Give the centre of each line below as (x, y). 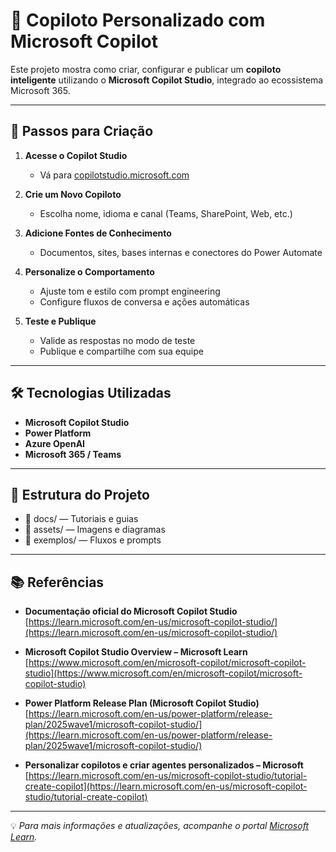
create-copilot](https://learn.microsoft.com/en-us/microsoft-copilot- (166, 786)
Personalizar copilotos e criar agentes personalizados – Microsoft (164, 765)
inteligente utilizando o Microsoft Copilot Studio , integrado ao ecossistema (167, 80)
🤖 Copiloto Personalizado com (138, 20)
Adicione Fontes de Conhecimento (98, 233)
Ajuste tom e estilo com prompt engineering (130, 291)
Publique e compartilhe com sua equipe (121, 351)
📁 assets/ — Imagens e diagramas (95, 530)
